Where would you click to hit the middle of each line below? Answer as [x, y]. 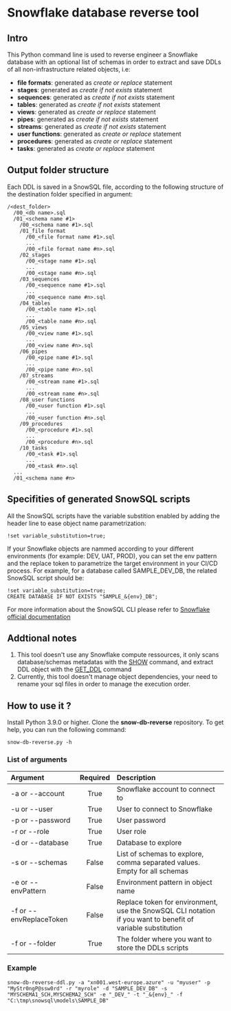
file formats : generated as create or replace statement [95, 83]
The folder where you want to [164, 939]
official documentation [39, 616]
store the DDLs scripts [153, 948]
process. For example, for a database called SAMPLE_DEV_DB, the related [112, 571]
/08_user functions [47, 400]
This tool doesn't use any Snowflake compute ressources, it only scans [118, 655]
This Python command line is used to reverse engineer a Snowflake [102, 54]
